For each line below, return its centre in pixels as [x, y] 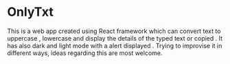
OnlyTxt [30, 12]
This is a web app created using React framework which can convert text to [114, 31]
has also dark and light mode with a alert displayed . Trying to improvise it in [115, 45]
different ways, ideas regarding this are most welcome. [85, 53]
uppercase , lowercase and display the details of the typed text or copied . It [115, 38]
